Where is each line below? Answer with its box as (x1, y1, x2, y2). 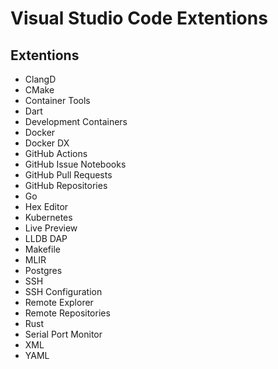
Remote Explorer (24, 297, 94, 308)
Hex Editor (24, 201, 69, 212)
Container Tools (24, 95, 91, 106)
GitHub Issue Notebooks (24, 158, 127, 170)
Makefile (24, 243, 61, 255)
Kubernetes (24, 212, 73, 223)
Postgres (24, 265, 63, 276)
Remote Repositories (24, 307, 111, 319)
